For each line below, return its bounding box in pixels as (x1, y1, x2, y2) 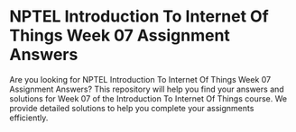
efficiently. (9, 112, 49, 123)
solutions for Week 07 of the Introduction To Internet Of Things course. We (9, 92, 287, 104)
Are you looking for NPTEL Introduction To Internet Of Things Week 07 (9, 74, 272, 84)
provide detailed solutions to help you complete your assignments (9, 102, 254, 113)
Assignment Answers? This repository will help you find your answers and (9, 84, 284, 94)
